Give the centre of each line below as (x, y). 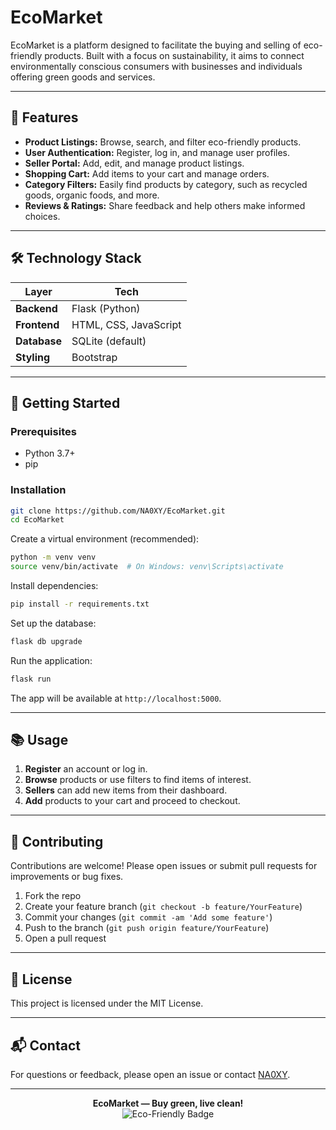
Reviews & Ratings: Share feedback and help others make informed (165, 205)
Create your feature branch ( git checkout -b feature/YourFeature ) (163, 907)
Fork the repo (53, 896)
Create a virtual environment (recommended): (105, 539)
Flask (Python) (106, 308)
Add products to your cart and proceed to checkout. (132, 801)
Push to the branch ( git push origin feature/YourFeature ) (147, 928)
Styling (33, 357)
